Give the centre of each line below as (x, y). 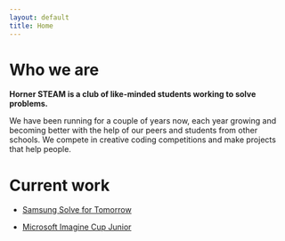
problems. (29, 104)
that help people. (40, 149)
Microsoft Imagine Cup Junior (77, 227)
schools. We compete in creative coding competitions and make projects (142, 140)
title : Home (31, 26)
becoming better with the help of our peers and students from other (134, 131)
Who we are (54, 70)
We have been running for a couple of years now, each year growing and (143, 121)
